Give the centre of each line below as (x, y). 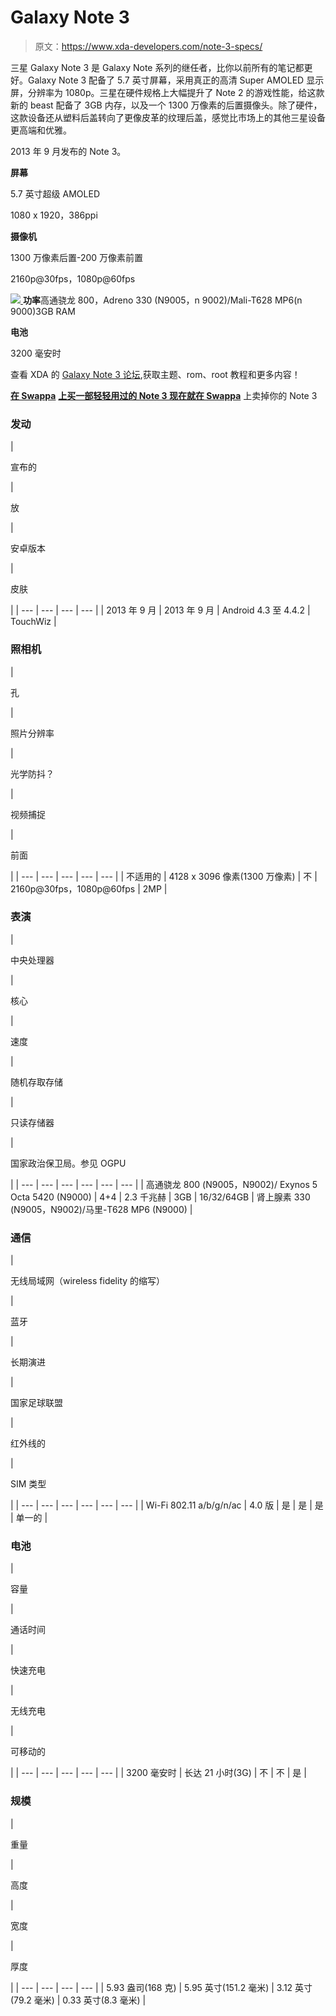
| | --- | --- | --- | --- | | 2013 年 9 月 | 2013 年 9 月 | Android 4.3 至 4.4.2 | (160, 610)
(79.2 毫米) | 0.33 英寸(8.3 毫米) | (78, 2000)
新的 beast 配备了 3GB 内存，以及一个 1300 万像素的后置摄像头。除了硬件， (166, 105)
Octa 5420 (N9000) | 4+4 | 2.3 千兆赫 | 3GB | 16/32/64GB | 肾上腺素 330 (160, 1197)
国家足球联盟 (36, 1403)
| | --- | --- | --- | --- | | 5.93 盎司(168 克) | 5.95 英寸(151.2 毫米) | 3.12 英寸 (161, 1987)
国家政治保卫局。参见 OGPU (68, 1163)
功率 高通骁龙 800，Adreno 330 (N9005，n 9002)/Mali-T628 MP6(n (162, 300)
